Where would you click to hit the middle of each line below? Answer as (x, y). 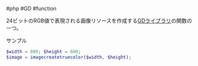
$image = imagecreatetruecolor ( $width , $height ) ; (69, 57)
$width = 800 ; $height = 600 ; (44, 52)
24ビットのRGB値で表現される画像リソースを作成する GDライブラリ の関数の (99, 21)
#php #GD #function (31, 9)
